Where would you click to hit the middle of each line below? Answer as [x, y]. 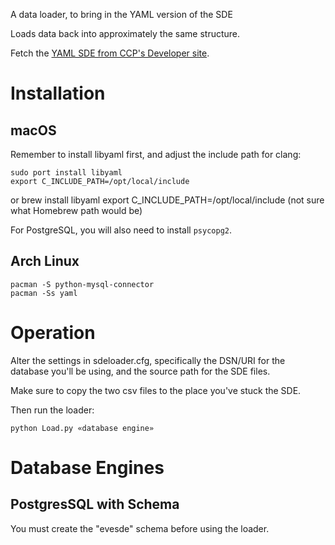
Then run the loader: [52, 410]
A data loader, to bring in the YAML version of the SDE [121, 14]
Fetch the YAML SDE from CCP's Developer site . [110, 53]
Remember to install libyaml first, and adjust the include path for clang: [156, 154]
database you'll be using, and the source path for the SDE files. [140, 371]
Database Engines [87, 467]
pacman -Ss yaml [44, 293]
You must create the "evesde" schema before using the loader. [140, 528]
